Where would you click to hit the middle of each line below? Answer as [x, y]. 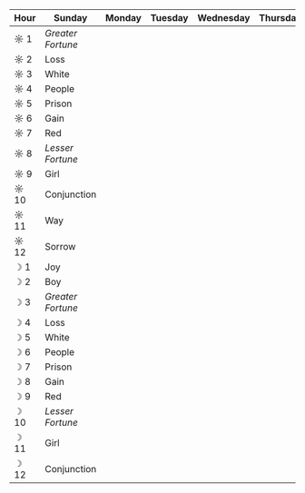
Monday [124, 18]
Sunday [71, 18]
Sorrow [60, 246]
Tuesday [169, 18]
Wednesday [224, 18]
